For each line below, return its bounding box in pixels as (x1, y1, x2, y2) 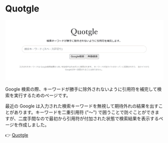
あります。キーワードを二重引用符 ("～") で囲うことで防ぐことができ (14, 109, 155, 115)
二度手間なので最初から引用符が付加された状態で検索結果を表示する (18, 115, 159, 121)
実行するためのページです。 (14, 92, 71, 98)
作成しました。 (18, 122, 49, 128)
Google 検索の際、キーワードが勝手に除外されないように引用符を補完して (5, 86, 157, 92)
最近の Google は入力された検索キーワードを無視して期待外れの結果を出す (5, 103, 159, 109)
